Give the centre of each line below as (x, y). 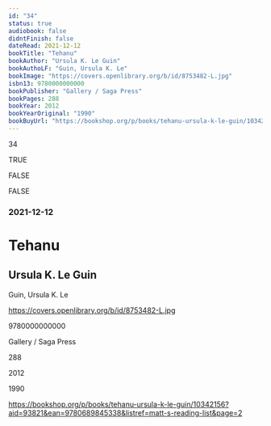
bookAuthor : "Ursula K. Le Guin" (65, 61)
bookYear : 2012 (34, 106)
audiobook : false (38, 31)
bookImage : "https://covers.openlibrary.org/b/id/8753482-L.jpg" (120, 76)
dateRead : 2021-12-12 (45, 46)
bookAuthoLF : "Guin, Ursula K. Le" (68, 69)
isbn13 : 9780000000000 (46, 83)
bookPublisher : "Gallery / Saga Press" (75, 91)
